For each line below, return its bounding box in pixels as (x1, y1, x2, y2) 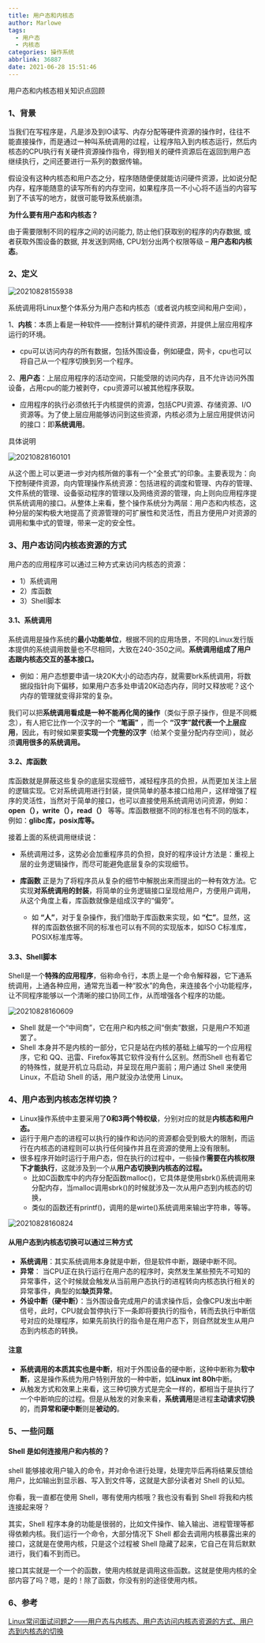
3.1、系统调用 (8, 615, 53, 625)
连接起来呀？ (8, 1502, 50, 1512)
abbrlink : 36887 (8, 56, 62, 64)
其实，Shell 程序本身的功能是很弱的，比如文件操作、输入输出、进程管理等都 (8, 1520, 255, 1529)
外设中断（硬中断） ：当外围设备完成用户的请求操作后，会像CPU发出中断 (19, 1296, 252, 1305)
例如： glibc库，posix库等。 (8, 816, 99, 825)
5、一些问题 (8, 1425, 54, 1437)
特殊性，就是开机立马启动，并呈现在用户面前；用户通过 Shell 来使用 (26, 1062, 247, 1072)
